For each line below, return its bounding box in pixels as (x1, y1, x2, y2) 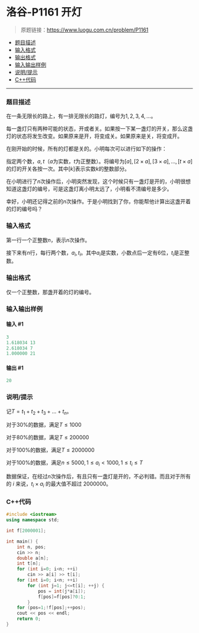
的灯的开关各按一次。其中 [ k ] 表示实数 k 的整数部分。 (6, 165, 130, 172)
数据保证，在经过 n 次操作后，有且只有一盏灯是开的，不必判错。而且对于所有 (6, 473, 191, 480)
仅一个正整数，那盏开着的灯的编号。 (6, 288, 95, 295)
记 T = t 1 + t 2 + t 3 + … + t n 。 (6, 408, 72, 416)
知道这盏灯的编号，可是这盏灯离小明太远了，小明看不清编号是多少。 (6, 185, 172, 193)
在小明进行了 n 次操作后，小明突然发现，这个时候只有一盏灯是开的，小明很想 (6, 178, 191, 185)
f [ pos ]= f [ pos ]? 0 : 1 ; (37, 594, 86, 600)
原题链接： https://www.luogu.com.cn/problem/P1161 (20, 26, 149, 33)
